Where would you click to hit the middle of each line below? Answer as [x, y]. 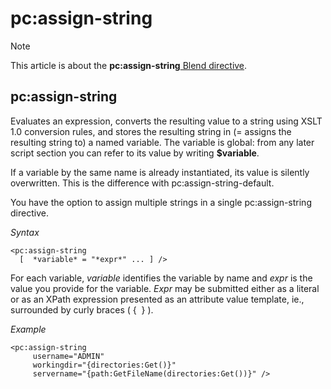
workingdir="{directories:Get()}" [104, 365]
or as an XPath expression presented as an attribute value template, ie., [157, 299]
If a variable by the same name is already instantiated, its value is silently [160, 172]
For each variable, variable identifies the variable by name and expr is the [161, 278]
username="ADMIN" [68, 356]
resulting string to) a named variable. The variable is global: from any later [162, 142]
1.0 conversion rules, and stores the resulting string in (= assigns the [151, 131]
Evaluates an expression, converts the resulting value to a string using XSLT [166, 121]
